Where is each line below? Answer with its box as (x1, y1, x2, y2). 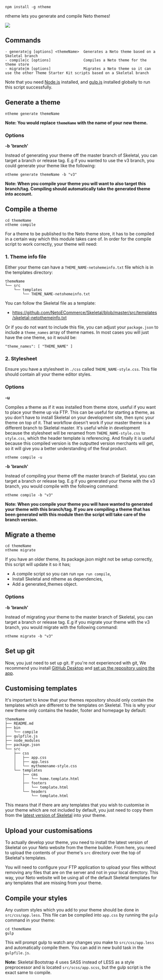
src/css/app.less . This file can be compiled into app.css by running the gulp (5, 912, 158, 918)
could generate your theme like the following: (5, 163, 96, 168)
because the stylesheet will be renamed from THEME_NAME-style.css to (5, 430, 145, 436)
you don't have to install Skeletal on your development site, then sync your (5, 414, 155, 420)
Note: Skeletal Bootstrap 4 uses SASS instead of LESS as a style (5, 959, 135, 965)
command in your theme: (5, 917, 55, 923)
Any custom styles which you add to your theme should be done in (5, 907, 139, 912)
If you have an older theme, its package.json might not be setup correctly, (5, 556, 153, 562)
